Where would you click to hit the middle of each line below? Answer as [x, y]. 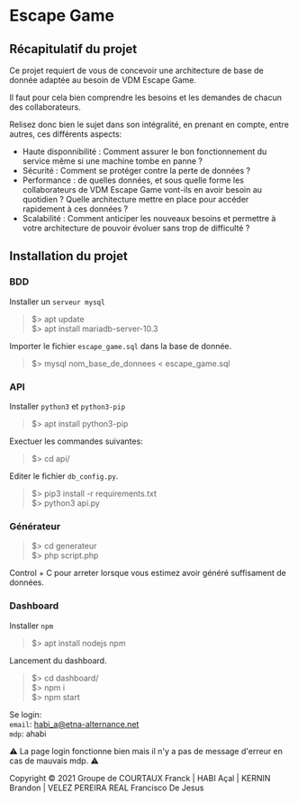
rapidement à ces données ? [75, 209]
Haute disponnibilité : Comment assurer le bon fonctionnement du [144, 151]
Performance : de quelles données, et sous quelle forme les [133, 180]
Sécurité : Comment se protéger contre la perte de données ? [136, 171]
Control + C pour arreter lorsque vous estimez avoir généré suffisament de [148, 573]
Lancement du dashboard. [58, 660]
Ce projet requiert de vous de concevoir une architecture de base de [136, 70]
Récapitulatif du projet [73, 49]
